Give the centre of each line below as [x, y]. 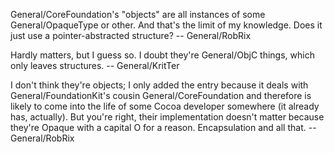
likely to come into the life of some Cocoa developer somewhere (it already [165, 106]
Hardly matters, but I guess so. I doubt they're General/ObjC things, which [162, 55]
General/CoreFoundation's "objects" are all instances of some [138, 14]
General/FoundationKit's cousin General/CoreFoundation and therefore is [161, 95]
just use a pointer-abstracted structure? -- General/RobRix [131, 35]
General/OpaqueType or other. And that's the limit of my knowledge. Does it [166, 25]
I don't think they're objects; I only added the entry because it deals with [159, 85]
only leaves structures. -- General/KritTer [95, 65]
